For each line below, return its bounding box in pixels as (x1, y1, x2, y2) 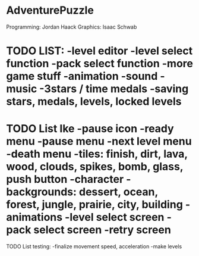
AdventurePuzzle (6, 4, 94, 17)
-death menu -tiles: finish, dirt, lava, (6, 147, 188, 161)
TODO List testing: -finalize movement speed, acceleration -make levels (6, 243, 182, 250)
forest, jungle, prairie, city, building (6, 198, 183, 211)
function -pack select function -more (6, 57, 193, 70)
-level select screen (64, 211, 165, 224)
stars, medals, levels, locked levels (6, 95, 182, 108)
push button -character (6, 173, 124, 186)
